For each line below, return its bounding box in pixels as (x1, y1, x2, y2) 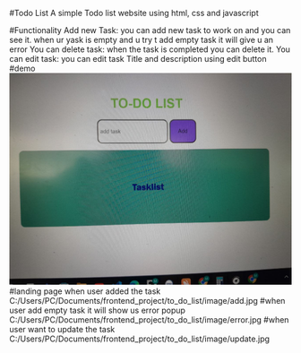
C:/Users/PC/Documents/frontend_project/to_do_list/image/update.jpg (9, 333, 271, 344)
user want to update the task (9, 324, 116, 334)
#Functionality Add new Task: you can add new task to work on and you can (9, 25, 291, 35)
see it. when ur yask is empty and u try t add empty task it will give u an (9, 35, 274, 45)
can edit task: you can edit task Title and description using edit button (9, 54, 267, 64)
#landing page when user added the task (9, 286, 161, 297)
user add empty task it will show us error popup (9, 305, 186, 315)
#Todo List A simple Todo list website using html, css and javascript (9, 8, 259, 18)
